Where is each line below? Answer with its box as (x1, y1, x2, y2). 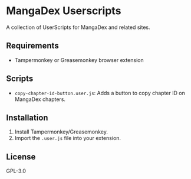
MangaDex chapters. (14, 96, 66, 103)
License (6, 152, 36, 162)
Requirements (6, 41, 59, 51)
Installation (6, 112, 48, 122)
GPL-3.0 (6, 167, 27, 175)
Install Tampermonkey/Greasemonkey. (14, 128, 108, 135)
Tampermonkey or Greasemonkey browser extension (14, 56, 144, 63)
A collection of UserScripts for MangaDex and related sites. (6, 24, 150, 31)
